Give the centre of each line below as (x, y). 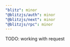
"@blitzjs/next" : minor (30, 19)
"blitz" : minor (21, 10)
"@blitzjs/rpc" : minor (29, 24)
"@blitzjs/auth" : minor (30, 15)
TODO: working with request (35, 39)
